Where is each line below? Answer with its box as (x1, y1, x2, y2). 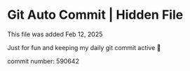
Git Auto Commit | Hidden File (7, 7, 184, 23)
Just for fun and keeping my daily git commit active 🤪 (7, 43, 161, 52)
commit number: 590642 (7, 56, 79, 65)
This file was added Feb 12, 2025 (7, 30, 103, 38)
